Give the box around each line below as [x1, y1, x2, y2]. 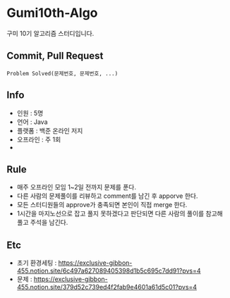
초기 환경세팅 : [16, 259, 57, 267]
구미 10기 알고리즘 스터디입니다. [6, 29, 95, 37]
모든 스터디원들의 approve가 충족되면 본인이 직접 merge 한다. [16, 201, 188, 209]
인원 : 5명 [16, 108, 44, 117]
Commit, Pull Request [6, 50, 104, 62]
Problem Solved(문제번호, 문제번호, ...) [6, 70, 119, 77]
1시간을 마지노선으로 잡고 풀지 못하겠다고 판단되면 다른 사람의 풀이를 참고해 [16, 209, 223, 218]
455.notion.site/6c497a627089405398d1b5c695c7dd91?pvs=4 [16, 266, 201, 275]
